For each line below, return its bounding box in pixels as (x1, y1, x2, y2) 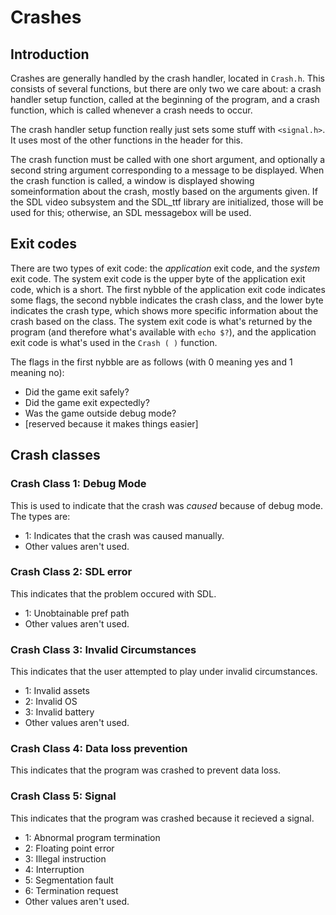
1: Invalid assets (24, 685, 90, 697)
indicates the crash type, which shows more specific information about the (10, 304, 319, 316)
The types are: (10, 510, 71, 522)
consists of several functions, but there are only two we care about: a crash (10, 83, 322, 95)
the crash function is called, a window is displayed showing (10, 175, 255, 186)
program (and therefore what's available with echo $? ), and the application (10, 326, 317, 338)
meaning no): (10, 366, 65, 378)
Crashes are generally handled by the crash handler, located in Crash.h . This (10, 72, 325, 84)
